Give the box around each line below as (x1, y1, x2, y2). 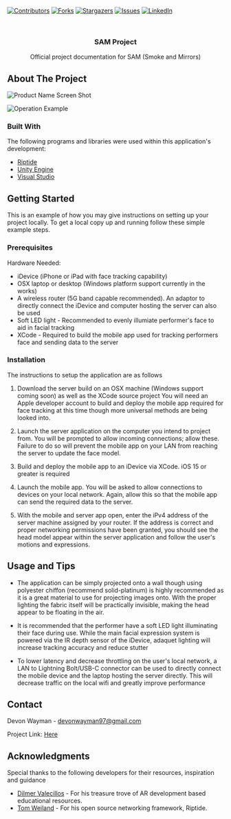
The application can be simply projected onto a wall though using (16, 578, 203, 586)
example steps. (7, 226, 50, 234)
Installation (7, 355, 46, 365)
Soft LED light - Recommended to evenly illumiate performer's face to (16, 316, 214, 324)
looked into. (16, 413, 51, 422)
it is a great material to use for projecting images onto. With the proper (16, 593, 217, 602)
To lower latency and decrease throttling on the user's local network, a (16, 656, 218, 665)
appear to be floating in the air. (16, 608, 104, 616)
